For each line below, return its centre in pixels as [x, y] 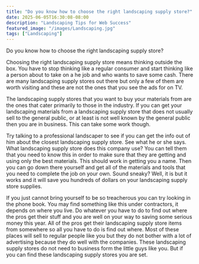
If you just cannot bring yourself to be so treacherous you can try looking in [99, 198]
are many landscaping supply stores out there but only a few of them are [95, 81]
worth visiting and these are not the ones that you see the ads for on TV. [94, 87]
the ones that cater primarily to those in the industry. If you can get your [94, 105]
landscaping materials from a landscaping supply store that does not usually [99, 112]
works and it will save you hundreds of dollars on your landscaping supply [97, 180]
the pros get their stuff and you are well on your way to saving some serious [99, 217]
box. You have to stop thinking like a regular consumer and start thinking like [99, 68]
